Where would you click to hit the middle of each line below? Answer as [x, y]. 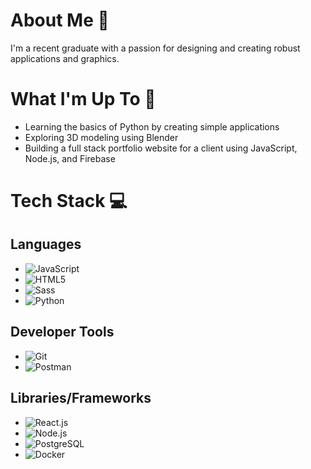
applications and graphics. [65, 58]
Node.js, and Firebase [70, 158]
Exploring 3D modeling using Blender [101, 137]
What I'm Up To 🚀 [83, 99]
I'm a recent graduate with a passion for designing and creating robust [155, 48]
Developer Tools [62, 332]
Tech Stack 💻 [69, 201]
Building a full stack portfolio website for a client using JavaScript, [161, 148]
